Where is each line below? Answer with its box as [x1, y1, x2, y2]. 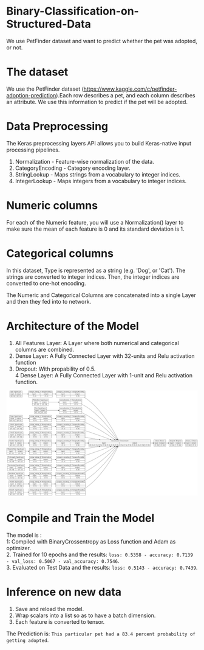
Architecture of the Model [6, 319, 140, 333]
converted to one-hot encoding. [6, 279, 86, 287]
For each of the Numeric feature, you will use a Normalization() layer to [6, 218, 184, 226]
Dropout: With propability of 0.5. [15, 365, 96, 372]
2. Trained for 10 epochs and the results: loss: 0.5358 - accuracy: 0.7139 [6, 551, 193, 558]
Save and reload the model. [15, 606, 84, 613]
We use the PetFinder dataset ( [6, 85, 84, 93]
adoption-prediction [6, 91, 56, 99]
